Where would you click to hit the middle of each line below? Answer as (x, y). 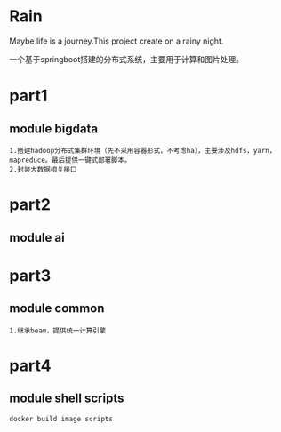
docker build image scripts (61, 419)
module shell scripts (67, 399)
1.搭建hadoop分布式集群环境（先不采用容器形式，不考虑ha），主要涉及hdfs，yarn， (143, 150)
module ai (37, 237)
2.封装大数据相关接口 (43, 169)
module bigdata (54, 128)
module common (57, 308)
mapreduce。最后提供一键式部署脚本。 (70, 160)
